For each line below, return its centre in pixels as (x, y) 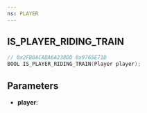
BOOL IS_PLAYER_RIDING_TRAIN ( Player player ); (74, 64)
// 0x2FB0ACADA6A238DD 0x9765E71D (57, 58)
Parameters (33, 86)
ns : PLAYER (23, 14)
